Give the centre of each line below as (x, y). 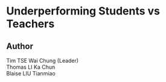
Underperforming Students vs (83, 11)
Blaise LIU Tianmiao (31, 73)
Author (20, 46)
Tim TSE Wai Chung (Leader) (43, 61)
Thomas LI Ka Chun (31, 67)
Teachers (30, 24)
